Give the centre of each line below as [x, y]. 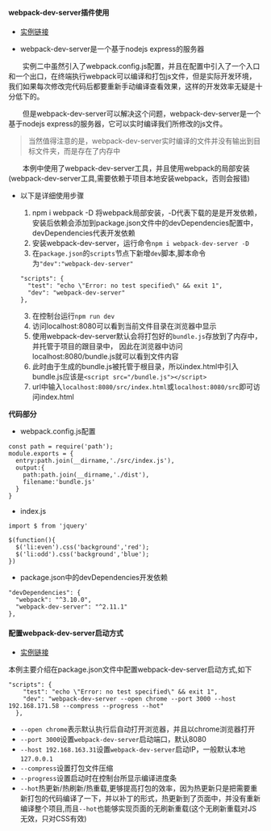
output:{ [30, 468]
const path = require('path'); [61, 447]
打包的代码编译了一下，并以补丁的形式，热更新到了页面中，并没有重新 [144, 799]
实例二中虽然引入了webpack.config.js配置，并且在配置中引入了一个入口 [142, 66]
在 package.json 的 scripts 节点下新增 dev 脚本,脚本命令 [119, 253]
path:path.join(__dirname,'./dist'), [86, 475]
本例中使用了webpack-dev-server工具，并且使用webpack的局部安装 [136, 168]
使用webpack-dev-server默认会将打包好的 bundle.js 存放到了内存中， [147, 337]
